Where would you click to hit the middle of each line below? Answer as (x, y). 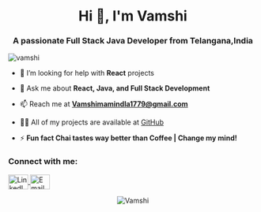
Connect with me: (43, 162)
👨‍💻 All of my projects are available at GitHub (92, 122)
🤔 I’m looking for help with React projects (87, 73)
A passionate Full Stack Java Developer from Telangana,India (133, 41)
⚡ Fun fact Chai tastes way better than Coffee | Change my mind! (128, 138)
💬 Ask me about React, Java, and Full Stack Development (115, 88)
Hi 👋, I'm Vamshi (133, 16)
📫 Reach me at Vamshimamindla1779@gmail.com (104, 104)
